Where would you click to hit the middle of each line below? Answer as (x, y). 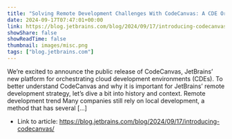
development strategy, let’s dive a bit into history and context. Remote (106, 93)
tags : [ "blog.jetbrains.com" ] (51, 52)
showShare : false (32, 33)
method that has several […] (47, 108)
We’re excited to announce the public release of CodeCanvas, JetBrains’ (110, 71)
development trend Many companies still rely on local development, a (106, 100)
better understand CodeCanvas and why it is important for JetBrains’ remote (116, 86)
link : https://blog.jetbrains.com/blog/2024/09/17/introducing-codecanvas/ (118, 26)
